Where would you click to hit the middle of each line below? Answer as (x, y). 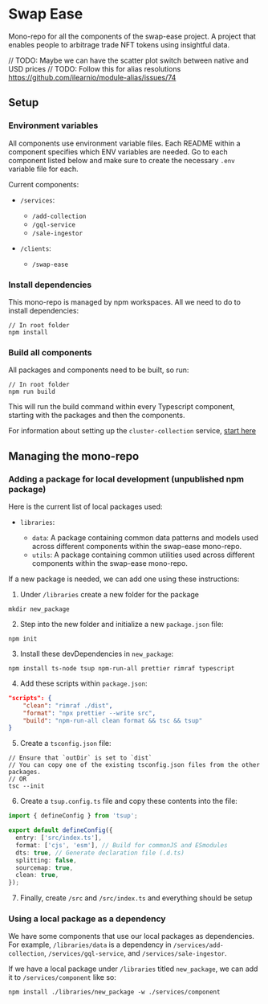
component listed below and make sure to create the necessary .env (122, 160)
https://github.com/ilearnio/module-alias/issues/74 (92, 77)
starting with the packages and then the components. (97, 416)
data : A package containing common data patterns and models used (145, 537)
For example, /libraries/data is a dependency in (90, 945)
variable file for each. (43, 169)
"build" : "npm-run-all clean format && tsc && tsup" (113, 720)
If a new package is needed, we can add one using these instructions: (124, 579)
